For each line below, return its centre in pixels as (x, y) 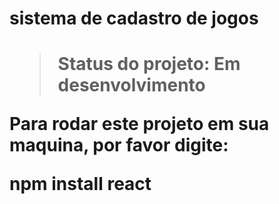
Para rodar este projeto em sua (139, 124)
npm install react (80, 184)
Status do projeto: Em (149, 64)
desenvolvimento (131, 85)
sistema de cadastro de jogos (134, 18)
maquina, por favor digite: (119, 145)
